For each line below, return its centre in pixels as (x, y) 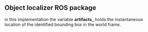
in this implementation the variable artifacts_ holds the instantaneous (74, 19)
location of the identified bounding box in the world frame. (63, 24)
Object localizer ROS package (50, 8)
